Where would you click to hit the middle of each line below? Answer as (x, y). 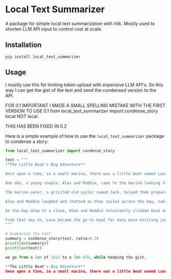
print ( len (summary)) (27, 243)
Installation (23, 45)
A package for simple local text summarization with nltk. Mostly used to (80, 23)
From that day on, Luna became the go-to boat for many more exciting (82, 220)
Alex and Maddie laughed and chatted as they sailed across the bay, (81, 201)
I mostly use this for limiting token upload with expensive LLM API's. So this (84, 85)
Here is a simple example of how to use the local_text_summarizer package (85, 136)
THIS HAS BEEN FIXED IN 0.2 (36, 126)
